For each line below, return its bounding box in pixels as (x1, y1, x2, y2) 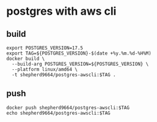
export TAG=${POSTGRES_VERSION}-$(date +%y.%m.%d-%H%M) (6, 50, 152, 56)
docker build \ (6, 56, 45, 62)
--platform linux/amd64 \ (12, 66, 78, 72)
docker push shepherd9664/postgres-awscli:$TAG (6, 104, 130, 111)
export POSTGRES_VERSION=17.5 (6, 45, 84, 51)
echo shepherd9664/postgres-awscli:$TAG (6, 110, 111, 116)
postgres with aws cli (6, 4, 117, 18)
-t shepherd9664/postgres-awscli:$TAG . (12, 72, 116, 78)
